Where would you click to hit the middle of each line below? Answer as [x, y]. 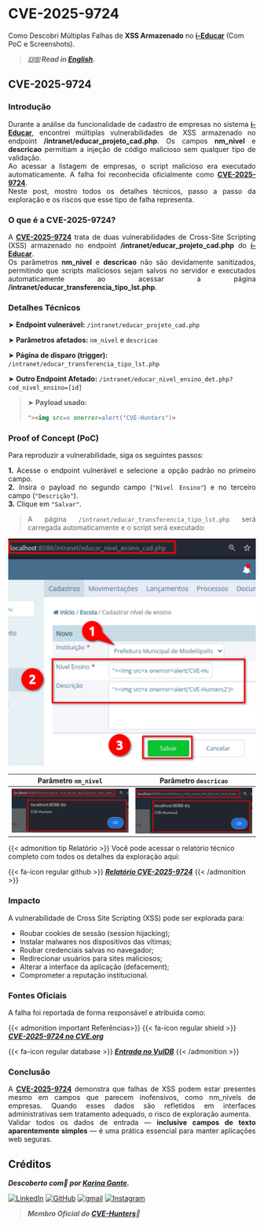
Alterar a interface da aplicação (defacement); [94, 967]
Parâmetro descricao [194, 780]
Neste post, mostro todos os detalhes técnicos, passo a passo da [132, 191]
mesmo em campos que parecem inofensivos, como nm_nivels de [132, 1098]
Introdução [29, 107]
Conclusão [29, 1072]
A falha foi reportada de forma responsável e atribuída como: [107, 1012]
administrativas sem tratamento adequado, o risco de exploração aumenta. [130, 1114]
